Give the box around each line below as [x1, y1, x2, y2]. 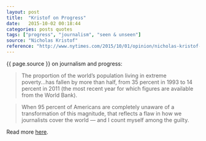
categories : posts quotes [6, 26, 72, 32]
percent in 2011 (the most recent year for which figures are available [21, 85, 194, 92]
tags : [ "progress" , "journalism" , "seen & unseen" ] [6, 32, 141, 38]
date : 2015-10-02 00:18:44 [6, 20, 81, 26]
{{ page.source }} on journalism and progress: [6, 59, 123, 67]
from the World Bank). [21, 91, 78, 99]
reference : [6, 44, 34, 50]
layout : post [6, 9, 40, 15]
